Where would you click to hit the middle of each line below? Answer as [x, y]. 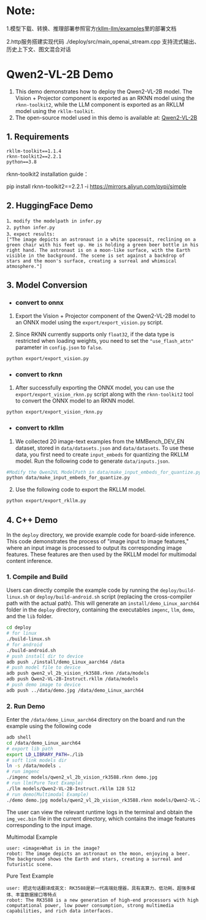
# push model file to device [44, 667]
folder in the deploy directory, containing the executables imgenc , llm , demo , [101, 610]
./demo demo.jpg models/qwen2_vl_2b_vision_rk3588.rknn [79, 800]
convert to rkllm [40, 428]
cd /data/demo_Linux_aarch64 [44, 743]
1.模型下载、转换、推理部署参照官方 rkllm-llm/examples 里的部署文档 [91, 28]
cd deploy [19, 627]
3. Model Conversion [47, 285]
